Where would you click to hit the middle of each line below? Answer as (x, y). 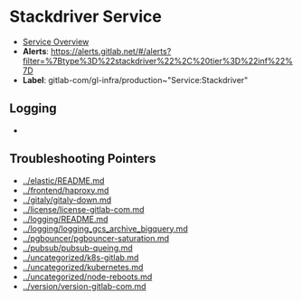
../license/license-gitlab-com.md (83, 209)
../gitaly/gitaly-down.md (66, 200)
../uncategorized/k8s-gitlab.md (80, 257)
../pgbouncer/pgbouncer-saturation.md (96, 238)
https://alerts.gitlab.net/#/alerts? (111, 51)
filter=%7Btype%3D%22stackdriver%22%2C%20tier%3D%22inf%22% (158, 61)
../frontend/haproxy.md (66, 190)
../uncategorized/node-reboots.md (87, 277)
